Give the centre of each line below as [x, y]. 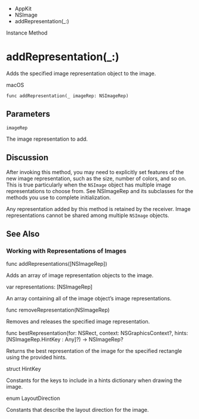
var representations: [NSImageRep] [49, 287]
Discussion [27, 158]
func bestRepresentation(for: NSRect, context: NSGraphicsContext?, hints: [97, 333]
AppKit [23, 9]
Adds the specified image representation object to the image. [81, 73]
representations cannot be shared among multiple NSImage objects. [88, 215]
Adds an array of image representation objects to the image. [80, 275]
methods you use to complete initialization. [59, 197]
